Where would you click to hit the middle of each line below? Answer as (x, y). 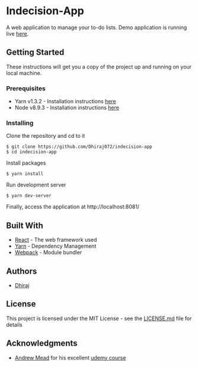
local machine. (24, 73)
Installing (20, 123)
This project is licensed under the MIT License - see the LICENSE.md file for (99, 318)
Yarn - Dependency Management (55, 246)
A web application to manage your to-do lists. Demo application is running (97, 27)
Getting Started (35, 53)
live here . (17, 33)
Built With (25, 225)
